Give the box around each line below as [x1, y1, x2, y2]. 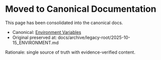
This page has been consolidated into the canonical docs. [5, 20, 123, 26]
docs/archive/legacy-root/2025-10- [57, 34, 130, 40]
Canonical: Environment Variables [12, 29, 82, 35]
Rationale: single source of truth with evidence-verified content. [5, 49, 135, 55]
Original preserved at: [12, 34, 57, 40]
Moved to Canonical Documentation [5, 3, 157, 15]
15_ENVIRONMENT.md [12, 39, 59, 45]
